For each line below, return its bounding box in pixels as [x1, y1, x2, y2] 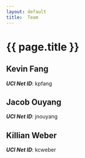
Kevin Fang [6, 64, 49, 74]
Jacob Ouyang [6, 97, 62, 107]
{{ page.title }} [6, 40, 80, 54]
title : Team [6, 14, 39, 20]
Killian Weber [6, 130, 57, 141]
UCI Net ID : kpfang [6, 80, 52, 87]
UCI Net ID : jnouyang [6, 113, 58, 120]
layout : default [6, 8, 46, 15]
